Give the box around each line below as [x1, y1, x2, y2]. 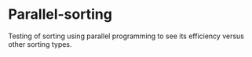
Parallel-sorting [8, 5, 112, 23]
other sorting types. [8, 39, 72, 48]
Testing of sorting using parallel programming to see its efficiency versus [8, 31, 245, 41]
